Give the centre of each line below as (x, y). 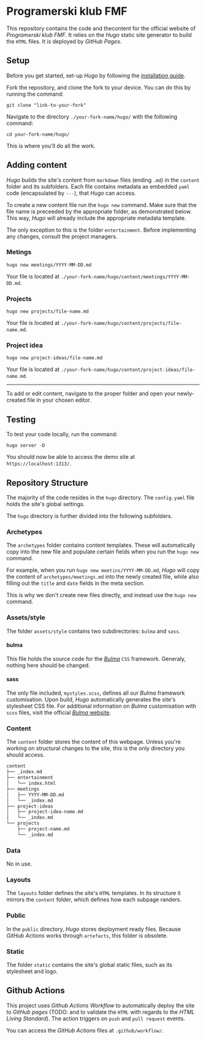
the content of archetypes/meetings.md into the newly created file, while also (103, 577)
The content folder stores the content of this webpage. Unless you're (93, 742)
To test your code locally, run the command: (62, 434)
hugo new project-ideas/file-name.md (55, 358)
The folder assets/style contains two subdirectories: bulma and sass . (93, 631)
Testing (21, 419)
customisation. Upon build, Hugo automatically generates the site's (91, 700)
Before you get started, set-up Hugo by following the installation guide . (96, 76)
